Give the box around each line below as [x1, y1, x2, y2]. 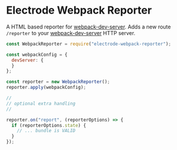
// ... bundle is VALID [17, 128, 76, 134]
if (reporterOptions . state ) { [11, 122, 86, 128]
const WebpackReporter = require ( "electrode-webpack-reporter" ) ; [6, 41, 171, 47]
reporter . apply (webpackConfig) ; [6, 84, 86, 91]
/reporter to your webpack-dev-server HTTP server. [6, 29, 135, 36]
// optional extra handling [6, 100, 76, 107]
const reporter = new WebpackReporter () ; [6, 79, 110, 85]
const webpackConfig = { [6, 52, 68, 58]
